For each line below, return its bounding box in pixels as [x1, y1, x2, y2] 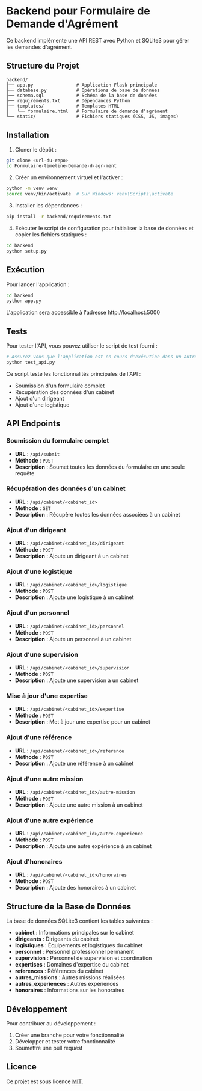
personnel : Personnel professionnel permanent [14, 948, 134, 956]
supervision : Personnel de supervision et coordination [14, 954, 152, 962]
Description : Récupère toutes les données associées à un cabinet [14, 511, 180, 518]
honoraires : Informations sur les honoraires [14, 986, 125, 994]
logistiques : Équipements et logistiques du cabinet [14, 942, 143, 949]
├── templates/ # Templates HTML [6, 103, 120, 109]
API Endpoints [6, 419, 61, 429]
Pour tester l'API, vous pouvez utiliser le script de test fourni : [6, 342, 158, 349]
